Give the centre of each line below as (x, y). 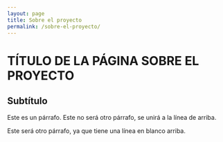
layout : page (26, 14)
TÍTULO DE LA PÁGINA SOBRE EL (103, 61)
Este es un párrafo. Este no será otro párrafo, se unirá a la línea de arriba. (112, 118)
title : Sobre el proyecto (44, 20)
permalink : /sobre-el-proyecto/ (54, 26)
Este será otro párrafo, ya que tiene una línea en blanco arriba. (96, 131)
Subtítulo (27, 101)
